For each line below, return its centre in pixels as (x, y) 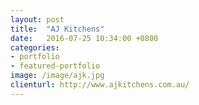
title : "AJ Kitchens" (57, 29)
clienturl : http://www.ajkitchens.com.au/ (100, 85)
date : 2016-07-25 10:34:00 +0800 (84, 38)
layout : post (37, 19)
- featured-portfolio (55, 66)
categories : (35, 47)
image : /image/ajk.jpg (57, 76)
